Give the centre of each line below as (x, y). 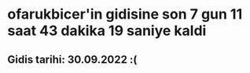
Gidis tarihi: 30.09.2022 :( (72, 59)
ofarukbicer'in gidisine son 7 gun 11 (125, 14)
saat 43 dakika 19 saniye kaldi (107, 31)
